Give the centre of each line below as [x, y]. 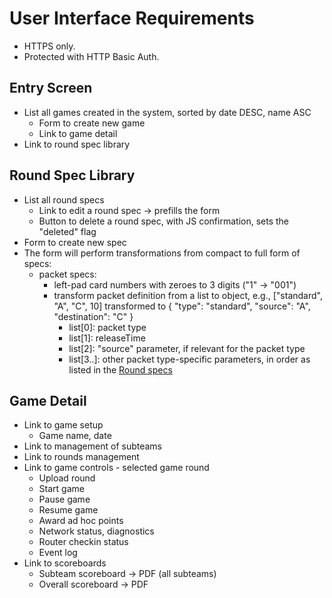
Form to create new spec [75, 242]
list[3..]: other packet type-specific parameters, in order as [189, 359]
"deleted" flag [67, 231]
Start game [61, 489]
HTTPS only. [49, 46]
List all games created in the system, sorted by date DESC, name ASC [167, 112]
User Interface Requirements [132, 18]
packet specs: [67, 274]
